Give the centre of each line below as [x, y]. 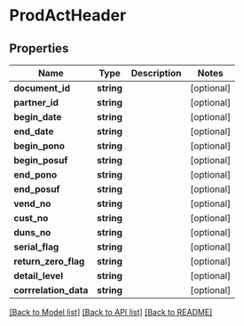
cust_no [31, 218]
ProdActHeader [68, 16]
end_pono [35, 175]
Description [156, 73]
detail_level [39, 276]
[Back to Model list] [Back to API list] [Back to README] [111, 312]
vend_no [32, 203]
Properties [39, 48]
